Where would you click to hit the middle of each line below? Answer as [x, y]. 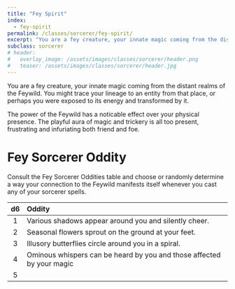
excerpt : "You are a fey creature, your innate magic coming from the [112, 40]
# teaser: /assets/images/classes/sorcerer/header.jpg [92, 66]
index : [17, 20]
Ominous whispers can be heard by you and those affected [124, 255]
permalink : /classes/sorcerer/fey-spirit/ [70, 33]
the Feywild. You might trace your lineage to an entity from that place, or [112, 93]
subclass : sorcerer [36, 46]
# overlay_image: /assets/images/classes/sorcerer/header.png [103, 59]
